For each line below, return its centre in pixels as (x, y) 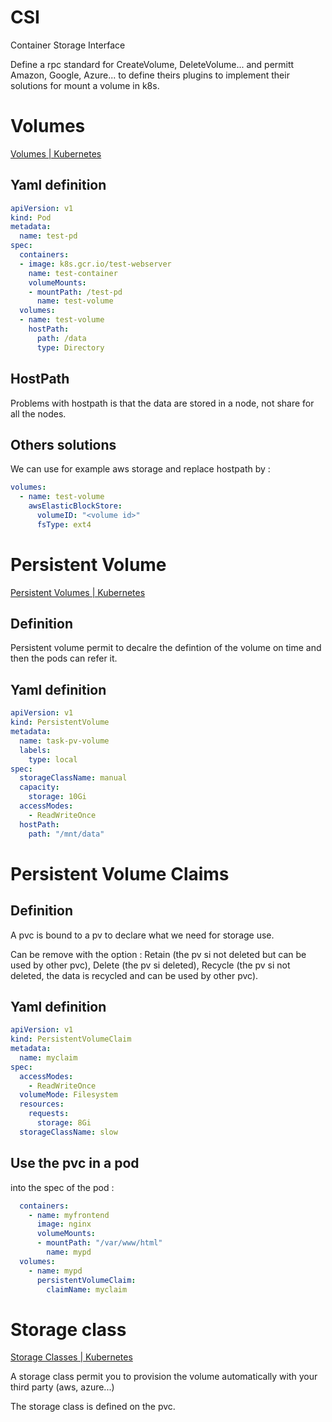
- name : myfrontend (69, 1215)
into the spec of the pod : (62, 1187)
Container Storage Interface (68, 45)
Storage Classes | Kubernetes (71, 1357)
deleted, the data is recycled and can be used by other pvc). (134, 975)
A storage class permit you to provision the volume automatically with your (164, 1377)
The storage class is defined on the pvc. (93, 1407)
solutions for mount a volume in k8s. (85, 85)
